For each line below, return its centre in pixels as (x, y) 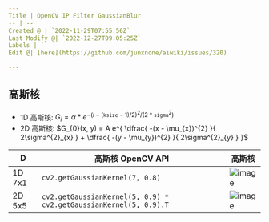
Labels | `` (28, 46)
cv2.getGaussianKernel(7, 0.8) (101, 178)
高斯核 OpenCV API (132, 159)
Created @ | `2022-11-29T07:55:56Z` (69, 30)
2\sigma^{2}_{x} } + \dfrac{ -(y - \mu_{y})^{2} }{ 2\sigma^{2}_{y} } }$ (134, 138)
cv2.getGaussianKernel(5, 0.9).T (105, 205)
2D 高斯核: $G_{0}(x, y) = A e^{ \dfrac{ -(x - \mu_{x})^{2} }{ (118, 128)
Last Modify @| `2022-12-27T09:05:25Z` (75, 38)
